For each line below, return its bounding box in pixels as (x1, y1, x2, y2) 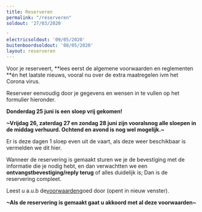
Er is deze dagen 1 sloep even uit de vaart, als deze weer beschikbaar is (6, 137, 186, 145)
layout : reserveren (6, 48, 56, 55)
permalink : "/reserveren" (6, 15, 72, 21)
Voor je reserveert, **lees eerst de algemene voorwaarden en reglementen (6, 64, 194, 72)
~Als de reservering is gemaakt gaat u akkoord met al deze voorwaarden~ (6, 199, 197, 206)
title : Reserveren (6, 9, 53, 15)
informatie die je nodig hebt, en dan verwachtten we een (6, 162, 147, 169)
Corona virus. (6, 77, 41, 85)
